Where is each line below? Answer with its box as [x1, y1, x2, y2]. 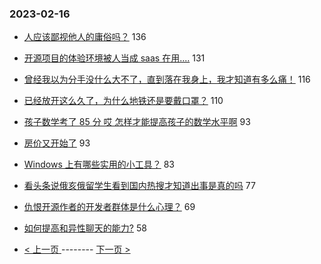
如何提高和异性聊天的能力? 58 [23, 222, 147, 234]
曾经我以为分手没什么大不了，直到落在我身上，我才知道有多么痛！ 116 [23, 73, 311, 86]
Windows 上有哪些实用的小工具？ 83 [23, 158, 176, 171]
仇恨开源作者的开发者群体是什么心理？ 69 [23, 201, 196, 213]
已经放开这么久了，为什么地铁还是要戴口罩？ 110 [23, 95, 224, 107]
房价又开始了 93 [23, 137, 91, 149]
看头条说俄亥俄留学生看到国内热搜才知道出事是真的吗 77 [23, 180, 256, 192]
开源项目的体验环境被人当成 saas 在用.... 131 [23, 52, 206, 64]
